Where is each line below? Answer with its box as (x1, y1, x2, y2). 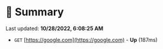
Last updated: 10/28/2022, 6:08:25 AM (5, 25, 104, 32)
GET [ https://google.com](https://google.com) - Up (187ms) (14, 36, 158, 43)
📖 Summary (5, 5, 64, 19)
